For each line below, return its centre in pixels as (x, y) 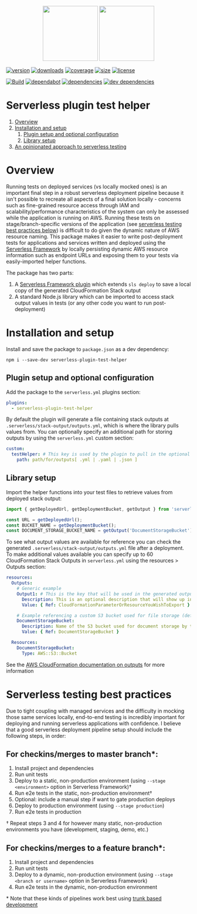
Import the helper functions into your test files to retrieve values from (89, 492)
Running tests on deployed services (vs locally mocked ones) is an (86, 186)
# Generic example (39, 589)
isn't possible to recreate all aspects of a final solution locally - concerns (94, 199)
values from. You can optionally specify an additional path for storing (89, 432)
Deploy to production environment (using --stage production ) (89, 806)
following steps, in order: (36, 736)
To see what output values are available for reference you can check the (94, 542)
